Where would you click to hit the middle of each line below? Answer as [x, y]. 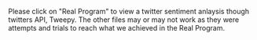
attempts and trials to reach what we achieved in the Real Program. [117, 28]
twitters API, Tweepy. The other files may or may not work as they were [124, 20]
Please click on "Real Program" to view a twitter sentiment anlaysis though [129, 11]
